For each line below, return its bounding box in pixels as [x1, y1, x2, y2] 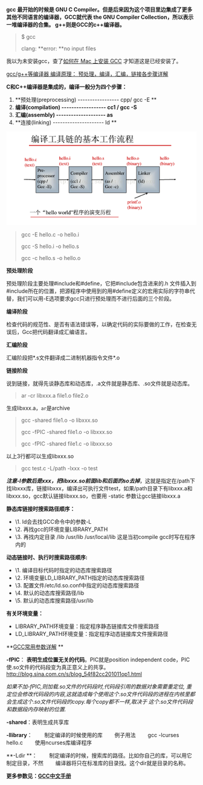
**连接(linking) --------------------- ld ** [14, 119, 117, 126]
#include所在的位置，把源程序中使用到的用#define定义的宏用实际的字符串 [6, 287, 190, 295]
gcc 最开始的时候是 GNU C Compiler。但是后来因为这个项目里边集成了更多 [6, 6, 193, 13]
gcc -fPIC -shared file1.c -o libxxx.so [21, 440, 113, 447]
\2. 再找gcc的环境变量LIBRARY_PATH [14, 526, 108, 533]
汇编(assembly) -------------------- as [14, 112, 114, 118]
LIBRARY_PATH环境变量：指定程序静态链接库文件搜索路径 [14, 623, 159, 630]
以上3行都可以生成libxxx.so [6, 453, 74, 460]
